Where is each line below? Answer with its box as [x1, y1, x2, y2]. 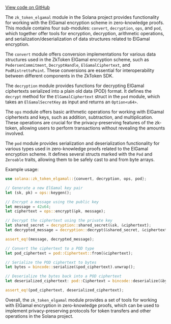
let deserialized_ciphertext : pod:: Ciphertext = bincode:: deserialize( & [5, 279, 163, 284]
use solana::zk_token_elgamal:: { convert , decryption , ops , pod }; [5, 176, 147, 181]
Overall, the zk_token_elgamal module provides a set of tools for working [5, 296, 157, 303]
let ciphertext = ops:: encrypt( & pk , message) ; [5, 209, 106, 214]
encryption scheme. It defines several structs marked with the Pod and [5, 151, 153, 157]
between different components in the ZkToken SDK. [5, 73, 113, 78]
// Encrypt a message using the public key [5, 199, 99, 204]
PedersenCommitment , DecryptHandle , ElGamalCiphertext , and [5, 62, 131, 68]
